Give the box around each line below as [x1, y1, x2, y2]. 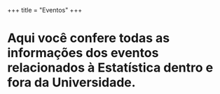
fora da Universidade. [7, 75, 136, 91]
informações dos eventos [7, 45, 159, 61]
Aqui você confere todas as [7, 31, 170, 46]
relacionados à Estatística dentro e [7, 60, 214, 76]
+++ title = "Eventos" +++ [7, 6, 83, 14]
